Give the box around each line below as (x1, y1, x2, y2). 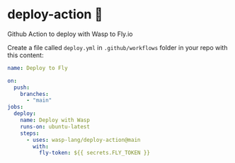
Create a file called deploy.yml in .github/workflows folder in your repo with (7, 43, 228, 52)
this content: (7, 51, 44, 59)
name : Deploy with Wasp (20, 116, 91, 124)
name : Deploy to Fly (7, 64, 69, 71)
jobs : (7, 104, 23, 111)
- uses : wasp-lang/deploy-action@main (25, 136, 141, 143)
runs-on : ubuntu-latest (20, 123, 91, 130)
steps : (20, 130, 40, 137)
